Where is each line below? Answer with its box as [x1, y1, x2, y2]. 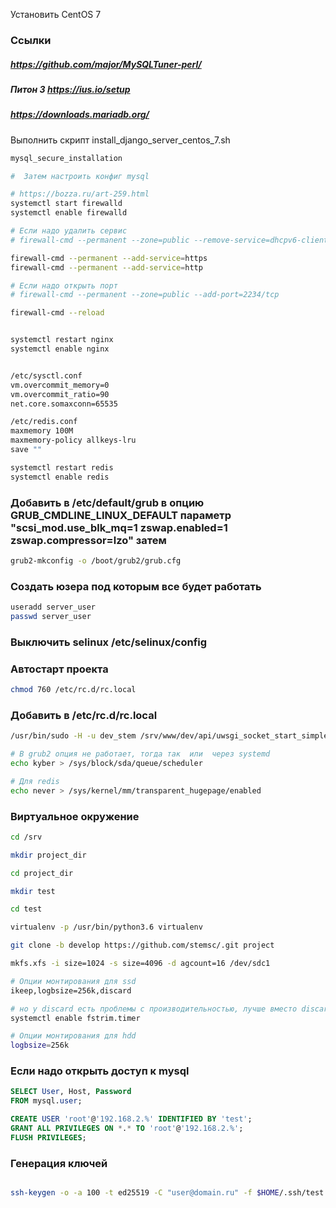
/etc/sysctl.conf [10, 370, 83, 381]
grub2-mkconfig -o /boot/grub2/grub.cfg [10, 555, 182, 566]
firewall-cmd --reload [10, 308, 105, 318]
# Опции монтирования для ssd [10, 976, 137, 986]
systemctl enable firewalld [10, 208, 128, 218]
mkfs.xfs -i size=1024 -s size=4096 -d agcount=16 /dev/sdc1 [10, 959, 271, 969]
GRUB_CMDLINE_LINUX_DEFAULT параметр [10, 508, 232, 522]
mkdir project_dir [10, 850, 87, 860]
